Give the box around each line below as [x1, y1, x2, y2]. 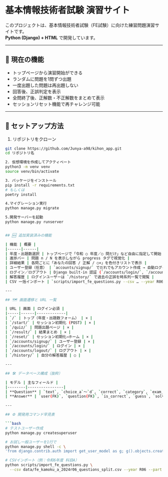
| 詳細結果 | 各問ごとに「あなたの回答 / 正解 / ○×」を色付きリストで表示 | [5, 261, 147, 266]
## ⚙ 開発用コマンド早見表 [5, 412, 55, 417]
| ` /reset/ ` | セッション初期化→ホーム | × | [5, 334, 93, 339]
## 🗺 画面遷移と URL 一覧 [5, 297, 56, 302]
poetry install [5, 192, 37, 197]
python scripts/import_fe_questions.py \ [5, 462, 93, 467]
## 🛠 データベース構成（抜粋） [5, 371, 62, 376]
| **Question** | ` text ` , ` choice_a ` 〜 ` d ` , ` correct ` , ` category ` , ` [5, 389, 152, 394]
